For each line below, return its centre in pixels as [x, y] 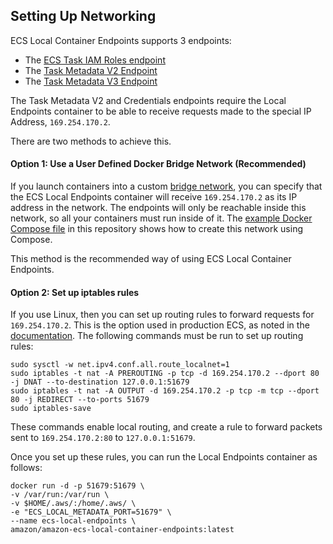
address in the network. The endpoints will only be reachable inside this [158, 208]
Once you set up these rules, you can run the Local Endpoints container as [164, 457]
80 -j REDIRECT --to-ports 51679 [80, 400]
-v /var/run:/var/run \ [60, 495]
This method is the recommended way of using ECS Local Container [151, 259]
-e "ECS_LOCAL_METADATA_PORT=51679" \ [91, 512]
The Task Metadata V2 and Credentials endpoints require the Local [148, 100]
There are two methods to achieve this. [91, 141]
